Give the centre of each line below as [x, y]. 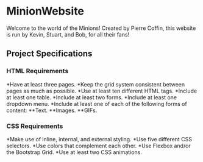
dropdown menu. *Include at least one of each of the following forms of [97, 104]
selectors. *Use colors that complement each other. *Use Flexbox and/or [98, 146]
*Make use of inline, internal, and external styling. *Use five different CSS [99, 139]
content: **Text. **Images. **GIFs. [52, 110]
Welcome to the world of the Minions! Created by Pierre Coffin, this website [101, 28]
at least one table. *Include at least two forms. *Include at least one [92, 97]
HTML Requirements [37, 71]
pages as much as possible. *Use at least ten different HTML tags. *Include [101, 91]
